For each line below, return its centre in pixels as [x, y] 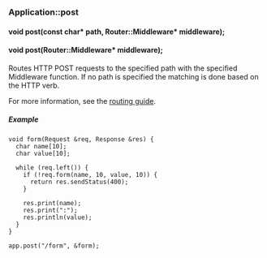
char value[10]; [43, 153]
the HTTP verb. [34, 85]
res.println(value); [58, 217]
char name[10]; [41, 146]
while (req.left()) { [52, 168]
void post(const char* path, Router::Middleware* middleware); [117, 32]
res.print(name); [52, 203]
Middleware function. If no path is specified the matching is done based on [133, 76]
